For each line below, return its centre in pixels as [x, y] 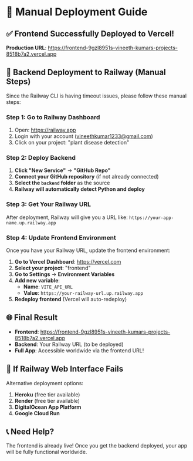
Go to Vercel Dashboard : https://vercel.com [68, 262]
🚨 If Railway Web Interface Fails [65, 369]
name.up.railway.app [31, 223]
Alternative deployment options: [45, 383]
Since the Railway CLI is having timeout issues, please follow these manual [96, 96]
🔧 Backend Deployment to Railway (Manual [86, 73]
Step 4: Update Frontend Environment [61, 237]
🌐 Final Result [32, 317]
